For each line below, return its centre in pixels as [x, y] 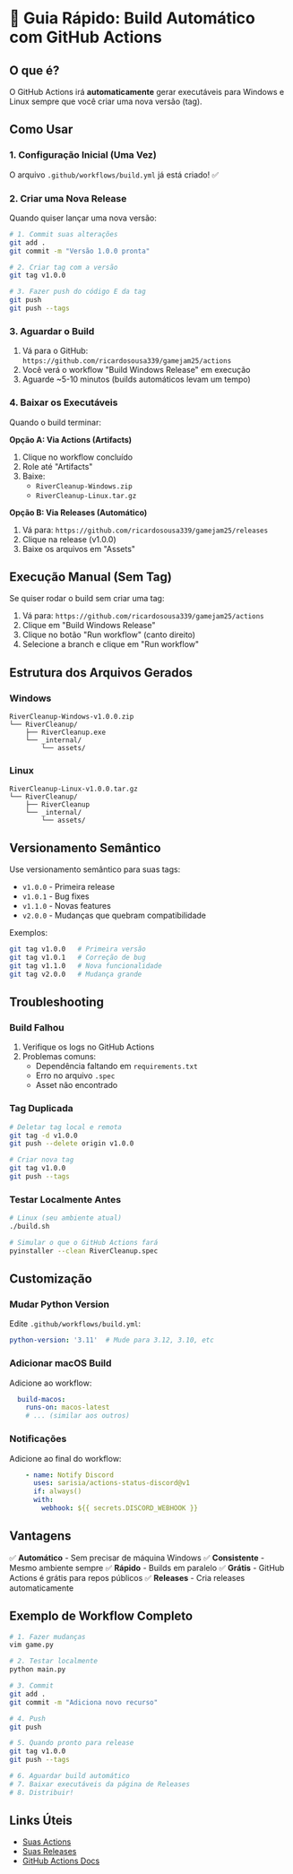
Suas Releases [49, 1852]
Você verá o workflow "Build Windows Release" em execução [136, 370]
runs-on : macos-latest [68, 1408]
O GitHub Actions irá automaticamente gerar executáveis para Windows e [147, 92]
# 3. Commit [31, 1686]
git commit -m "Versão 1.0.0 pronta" [80, 251]
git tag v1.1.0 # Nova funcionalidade [86, 966]
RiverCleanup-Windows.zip [84, 486]
